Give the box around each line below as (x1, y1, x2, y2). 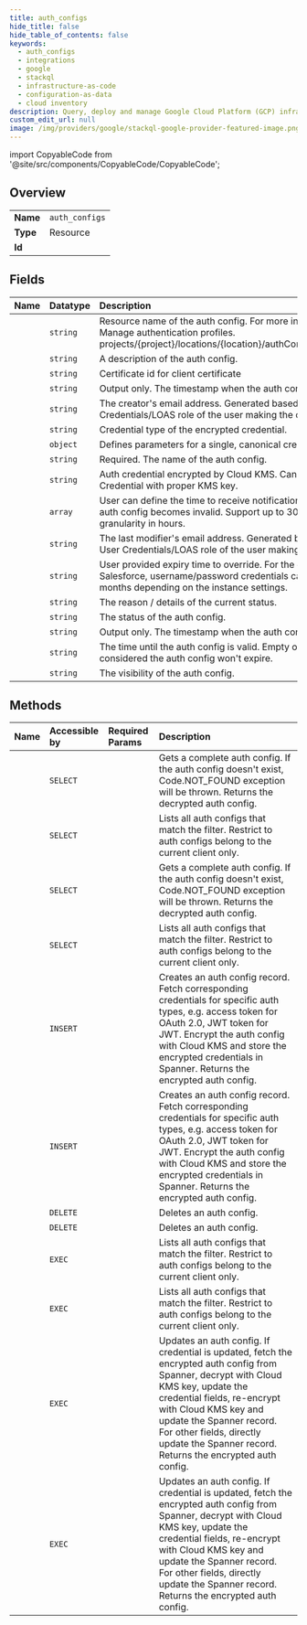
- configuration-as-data (17, 90, 112, 99)
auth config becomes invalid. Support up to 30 (99, 505, 299, 518)
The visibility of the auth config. (99, 667, 235, 679)
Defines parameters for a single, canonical (99, 438, 281, 451)
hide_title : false (9, 22, 79, 31)
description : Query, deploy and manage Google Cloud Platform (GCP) (9, 107, 276, 116)
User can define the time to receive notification (99, 494, 302, 507)
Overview (9, 185, 67, 201)
